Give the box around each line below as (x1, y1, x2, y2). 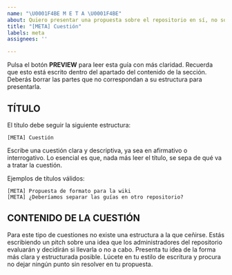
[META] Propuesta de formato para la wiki (7, 187, 131, 194)
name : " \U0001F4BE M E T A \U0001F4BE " (7, 10, 122, 17)
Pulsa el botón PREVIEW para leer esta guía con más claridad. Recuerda (7, 61, 213, 69)
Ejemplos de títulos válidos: (7, 174, 85, 183)
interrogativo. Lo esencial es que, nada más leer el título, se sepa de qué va (7, 153, 222, 162)
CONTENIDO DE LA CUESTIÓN (7, 212, 140, 224)
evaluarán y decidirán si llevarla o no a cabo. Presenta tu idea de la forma (7, 245, 216, 254)
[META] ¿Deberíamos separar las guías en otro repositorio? (7, 194, 184, 201)
